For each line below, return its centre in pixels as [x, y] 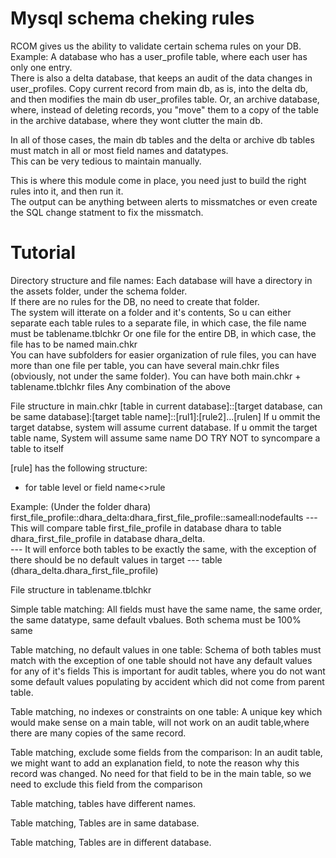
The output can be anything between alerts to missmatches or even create [164, 201]
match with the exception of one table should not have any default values [161, 660]
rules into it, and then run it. [67, 191]
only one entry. [41, 67]
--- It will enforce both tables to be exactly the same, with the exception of [163, 549]
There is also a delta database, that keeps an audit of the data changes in [161, 78]
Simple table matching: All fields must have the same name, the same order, [166, 609]
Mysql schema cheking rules [132, 18]
